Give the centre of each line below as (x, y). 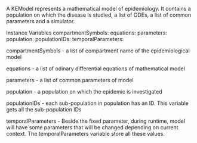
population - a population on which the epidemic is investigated (84, 91)
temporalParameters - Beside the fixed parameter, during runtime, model (96, 121)
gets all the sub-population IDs (44, 109)
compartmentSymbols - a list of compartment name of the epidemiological (98, 51)
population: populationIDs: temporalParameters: (65, 39)
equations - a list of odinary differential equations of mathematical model (96, 69)
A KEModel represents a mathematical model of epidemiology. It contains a (98, 9)
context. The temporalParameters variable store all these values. (86, 134)
